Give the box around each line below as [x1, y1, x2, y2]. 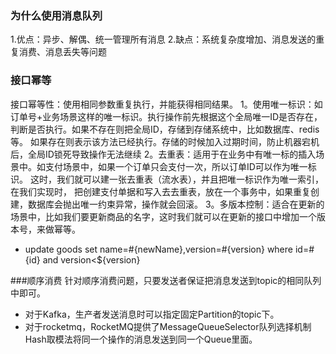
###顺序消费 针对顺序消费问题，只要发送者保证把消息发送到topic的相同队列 [10, 274, 322, 286]
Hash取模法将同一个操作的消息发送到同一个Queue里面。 [24, 333, 258, 345]
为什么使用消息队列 [10, 8, 103, 22]
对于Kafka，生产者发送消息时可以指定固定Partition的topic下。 [24, 308, 280, 320]
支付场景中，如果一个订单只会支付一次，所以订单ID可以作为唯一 [44, 160, 308, 172]
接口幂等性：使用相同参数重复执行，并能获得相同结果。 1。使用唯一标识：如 [10, 98, 323, 110]
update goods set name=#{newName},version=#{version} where [24, 243, 293, 255]
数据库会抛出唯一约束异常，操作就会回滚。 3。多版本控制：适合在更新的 [27, 198, 325, 210]
